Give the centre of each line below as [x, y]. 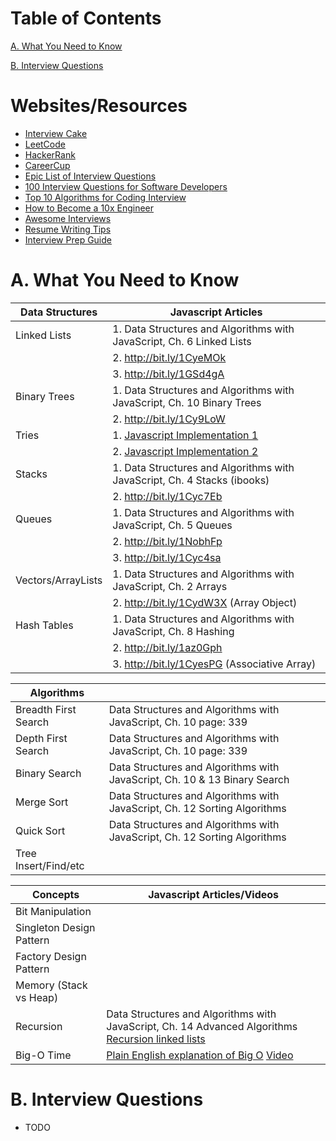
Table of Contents [86, 18]
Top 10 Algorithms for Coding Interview [105, 197]
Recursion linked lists [156, 1039]
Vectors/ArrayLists [59, 580]
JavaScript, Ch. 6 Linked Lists [182, 341]
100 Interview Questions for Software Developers [126, 186]
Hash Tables [44, 625]
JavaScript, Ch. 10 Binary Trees [187, 402]
